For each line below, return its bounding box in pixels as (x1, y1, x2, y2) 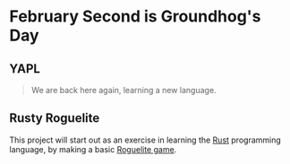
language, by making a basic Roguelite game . (9, 143, 177, 154)
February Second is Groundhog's (9, 6, 261, 27)
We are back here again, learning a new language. (30, 85, 217, 95)
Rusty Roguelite (9, 110, 100, 126)
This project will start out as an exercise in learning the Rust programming (9, 134, 282, 145)
